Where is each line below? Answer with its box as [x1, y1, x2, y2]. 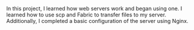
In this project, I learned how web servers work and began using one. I [6, 5, 182, 12]
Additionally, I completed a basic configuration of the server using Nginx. [6, 18, 189, 24]
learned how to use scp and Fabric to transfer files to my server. [6, 11, 167, 18]
